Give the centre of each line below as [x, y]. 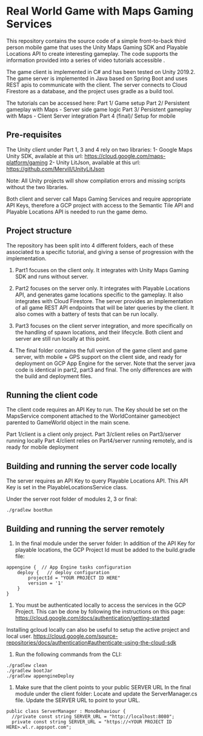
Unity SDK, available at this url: [45, 156]
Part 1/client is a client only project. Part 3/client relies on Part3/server [94, 434]
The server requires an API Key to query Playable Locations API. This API [98, 481]
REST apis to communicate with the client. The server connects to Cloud [97, 85]
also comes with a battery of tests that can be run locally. [87, 314]
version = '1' [46, 583]
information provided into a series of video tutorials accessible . [86, 60]
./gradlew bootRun [29, 510]
